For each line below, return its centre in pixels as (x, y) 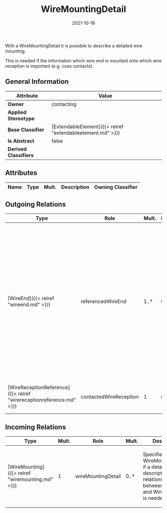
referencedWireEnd (104, 302)
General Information (37, 82)
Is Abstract (21, 141)
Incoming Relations (36, 427)
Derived (17, 149)
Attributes (21, 173)
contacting (64, 104)
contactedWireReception (110, 397)
